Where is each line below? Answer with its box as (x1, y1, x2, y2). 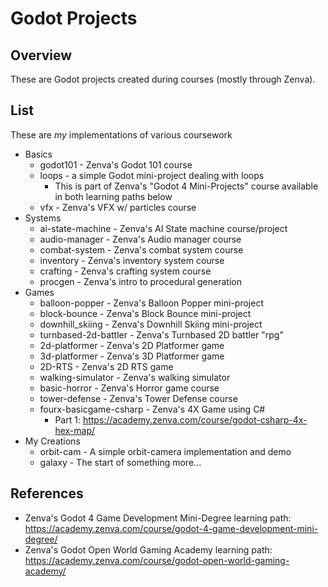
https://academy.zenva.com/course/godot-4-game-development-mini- (24, 522, 319, 534)
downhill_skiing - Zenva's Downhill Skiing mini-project (39, 318, 263, 330)
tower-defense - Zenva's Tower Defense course (39, 392, 238, 404)
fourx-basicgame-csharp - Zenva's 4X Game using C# (39, 403, 266, 415)
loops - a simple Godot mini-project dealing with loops (39, 169, 265, 181)
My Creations (24, 435, 81, 447)
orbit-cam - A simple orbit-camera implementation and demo (39, 445, 292, 457)
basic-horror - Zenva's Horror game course (39, 382, 220, 394)
